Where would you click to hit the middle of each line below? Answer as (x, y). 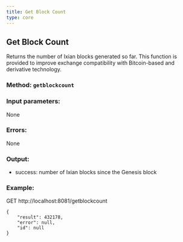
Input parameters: (33, 102)
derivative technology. (34, 70)
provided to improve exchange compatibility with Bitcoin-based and (91, 63)
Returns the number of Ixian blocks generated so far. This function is (91, 57)
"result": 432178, (40, 217)
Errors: (17, 130)
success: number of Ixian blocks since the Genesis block (86, 172)
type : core (20, 18)
